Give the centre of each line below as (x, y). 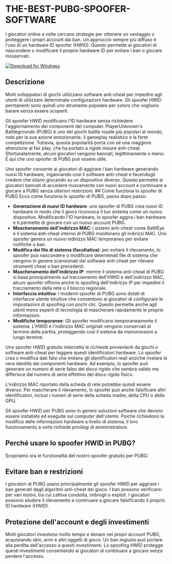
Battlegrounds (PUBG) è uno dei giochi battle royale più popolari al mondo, (84, 131)
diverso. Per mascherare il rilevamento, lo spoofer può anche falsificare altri (85, 390)
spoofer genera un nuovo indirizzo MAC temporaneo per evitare (80, 239)
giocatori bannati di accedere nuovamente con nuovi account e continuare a (86, 185)
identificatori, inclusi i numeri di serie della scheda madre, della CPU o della (85, 395)
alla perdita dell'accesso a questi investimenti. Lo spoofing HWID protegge (84, 546)
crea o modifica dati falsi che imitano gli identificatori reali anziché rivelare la (86, 358)
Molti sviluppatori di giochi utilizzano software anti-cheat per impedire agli (84, 94)
